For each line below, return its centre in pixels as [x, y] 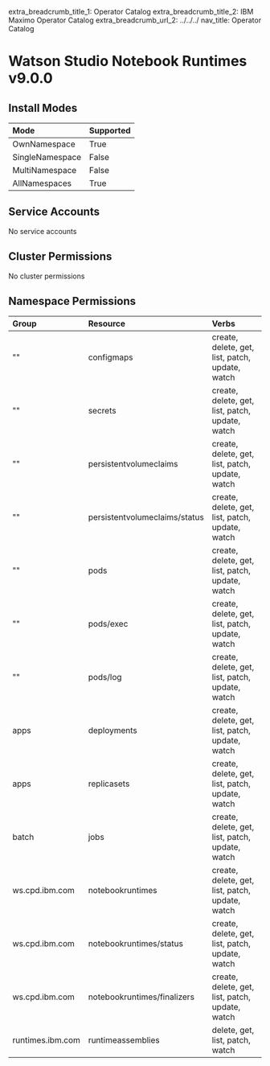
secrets [102, 411]
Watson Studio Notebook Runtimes [128, 62]
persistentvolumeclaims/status [146, 517]
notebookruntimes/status [135, 944]
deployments [113, 731]
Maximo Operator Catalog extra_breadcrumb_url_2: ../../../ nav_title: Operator [135, 20]
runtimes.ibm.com [46, 1040]
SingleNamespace [47, 157]
